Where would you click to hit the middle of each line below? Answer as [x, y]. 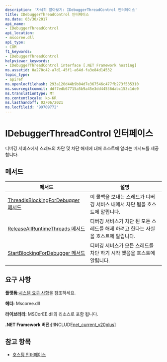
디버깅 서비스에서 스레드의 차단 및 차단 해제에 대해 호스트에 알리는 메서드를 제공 [82, 148]
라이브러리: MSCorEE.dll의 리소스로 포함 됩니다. [52, 314]
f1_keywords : [19, 51]
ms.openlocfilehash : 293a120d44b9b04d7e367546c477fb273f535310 [72, 84]
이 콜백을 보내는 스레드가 [118, 197]
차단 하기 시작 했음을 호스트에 [123, 253]
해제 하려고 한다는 [125, 229]
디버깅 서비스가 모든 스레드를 [122, 245]
